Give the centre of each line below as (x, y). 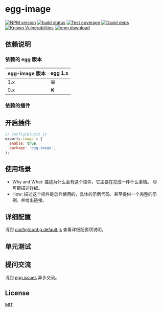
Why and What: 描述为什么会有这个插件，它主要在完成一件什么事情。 (82, 181)
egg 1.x (59, 73)
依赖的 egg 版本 (23, 60)
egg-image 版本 (27, 73)
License (17, 293)
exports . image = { (24, 139)
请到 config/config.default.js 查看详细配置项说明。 (56, 230)
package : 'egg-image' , (33, 148)
